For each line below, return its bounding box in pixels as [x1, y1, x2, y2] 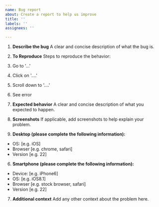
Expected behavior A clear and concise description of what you [12, 101, 144, 107]
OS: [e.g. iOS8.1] [12, 176, 46, 182]
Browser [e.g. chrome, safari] [12, 146, 73, 152]
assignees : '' [5, 26, 35, 31]
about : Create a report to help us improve [5, 12, 97, 17]
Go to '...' [12, 63, 31, 69]
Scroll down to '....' [12, 82, 51, 88]
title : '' [5, 16, 26, 21]
